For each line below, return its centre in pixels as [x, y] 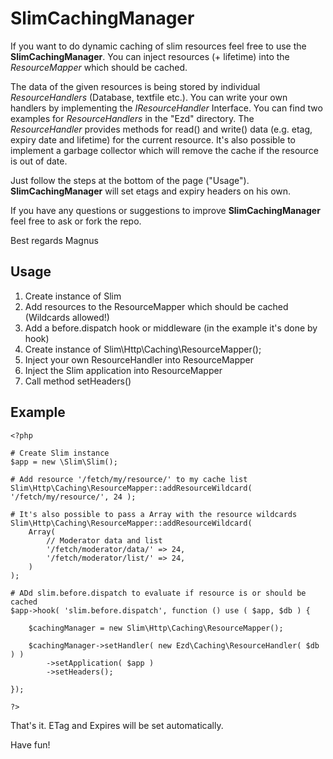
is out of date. [39, 161]
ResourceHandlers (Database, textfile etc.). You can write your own [149, 97]
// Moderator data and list [104, 540]
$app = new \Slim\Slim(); [64, 462]
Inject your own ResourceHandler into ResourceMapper [139, 359]
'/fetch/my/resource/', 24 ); [73, 497]
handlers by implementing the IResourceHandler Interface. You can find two [166, 108]
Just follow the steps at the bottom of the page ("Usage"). [130, 180]
